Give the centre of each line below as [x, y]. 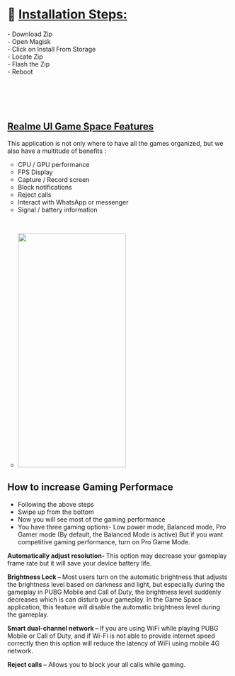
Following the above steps [56, 504]
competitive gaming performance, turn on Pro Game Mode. [104, 542]
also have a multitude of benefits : [57, 151]
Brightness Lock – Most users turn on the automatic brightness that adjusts [117, 577]
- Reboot [20, 71]
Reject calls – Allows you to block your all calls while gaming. [97, 664]
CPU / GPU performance [53, 164]
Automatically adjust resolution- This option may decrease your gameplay [117, 556]
